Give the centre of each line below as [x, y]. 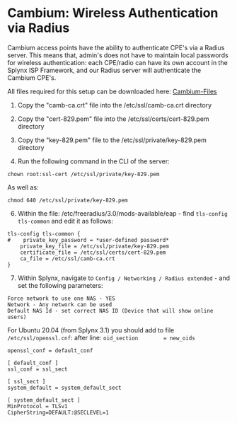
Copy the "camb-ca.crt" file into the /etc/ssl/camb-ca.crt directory [115, 105]
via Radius [39, 28]
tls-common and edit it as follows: [65, 221]
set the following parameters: [60, 285]
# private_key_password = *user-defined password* [88, 240]
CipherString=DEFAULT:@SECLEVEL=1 [58, 412]
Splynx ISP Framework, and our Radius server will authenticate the [104, 70]
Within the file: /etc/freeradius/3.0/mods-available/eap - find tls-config [122, 213]
